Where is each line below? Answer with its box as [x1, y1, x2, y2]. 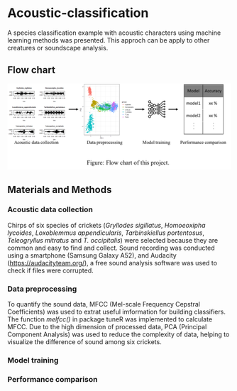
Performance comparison [7, 374, 98, 384]
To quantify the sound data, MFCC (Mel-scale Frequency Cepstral [7, 300, 201, 309]
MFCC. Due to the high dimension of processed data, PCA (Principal [7, 323, 207, 331]
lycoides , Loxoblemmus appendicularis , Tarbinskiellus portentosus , [7, 228, 204, 237]
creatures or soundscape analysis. [7, 43, 109, 52]
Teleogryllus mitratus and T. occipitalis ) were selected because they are [7, 236, 219, 244]
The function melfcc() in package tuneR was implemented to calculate [7, 315, 213, 324]
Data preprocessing [7, 284, 77, 294]
